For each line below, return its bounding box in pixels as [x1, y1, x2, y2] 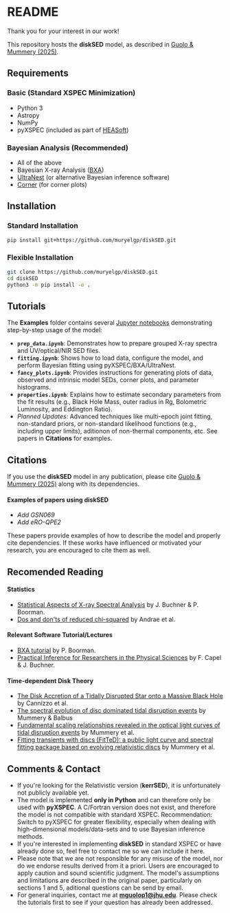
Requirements [7, 67, 69, 79]
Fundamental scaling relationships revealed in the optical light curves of [16, 721, 221, 729]
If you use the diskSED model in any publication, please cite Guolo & [7, 473, 201, 481]
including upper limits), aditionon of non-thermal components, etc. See [16, 427, 218, 436]
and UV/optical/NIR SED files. [16, 347, 101, 355]
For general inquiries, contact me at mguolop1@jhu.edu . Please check [16, 891, 218, 899]
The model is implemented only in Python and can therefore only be [16, 796, 211, 804]
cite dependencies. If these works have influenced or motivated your [7, 539, 202, 547]
